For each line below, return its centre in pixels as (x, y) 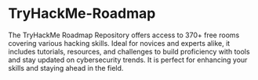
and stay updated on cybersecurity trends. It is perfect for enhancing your (128, 60)
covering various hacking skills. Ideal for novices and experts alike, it (119, 43)
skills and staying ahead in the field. (66, 68)
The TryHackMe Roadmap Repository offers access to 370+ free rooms (124, 35)
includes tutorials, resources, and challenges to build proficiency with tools (129, 51)
